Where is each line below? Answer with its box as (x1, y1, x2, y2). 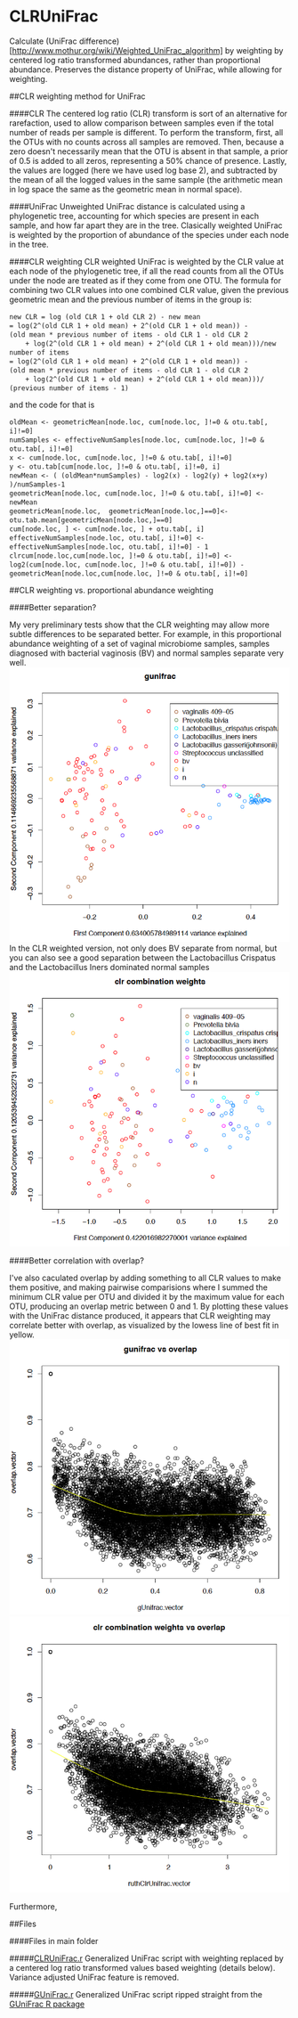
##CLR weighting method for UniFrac (9, 91, 146, 102)
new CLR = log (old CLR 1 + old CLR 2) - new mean (9, 312, 201, 322)
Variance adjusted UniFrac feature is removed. (9, 1972, 180, 1982)
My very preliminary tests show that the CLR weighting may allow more (9, 619, 270, 630)
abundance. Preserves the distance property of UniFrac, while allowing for (9, 64, 283, 75)
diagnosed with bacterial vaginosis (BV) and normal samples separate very (9, 648, 285, 658)
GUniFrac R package (9, 1998, 85, 2009)
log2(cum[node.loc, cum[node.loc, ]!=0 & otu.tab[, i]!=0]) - (9, 560, 245, 569)
